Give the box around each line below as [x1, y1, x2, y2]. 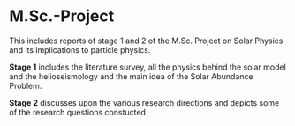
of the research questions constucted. [9, 107, 148, 117]
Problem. [9, 80, 42, 91]
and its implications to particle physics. [9, 44, 151, 55]
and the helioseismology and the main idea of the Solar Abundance [9, 70, 253, 81]
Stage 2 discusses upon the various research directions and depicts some [9, 97, 280, 107]
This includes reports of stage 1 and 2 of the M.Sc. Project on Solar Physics [9, 35, 284, 46]
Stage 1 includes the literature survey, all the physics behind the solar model [9, 62, 287, 72]
